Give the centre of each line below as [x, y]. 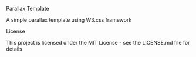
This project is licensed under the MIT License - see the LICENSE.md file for [98, 43]
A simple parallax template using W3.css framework [69, 20]
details [14, 49]
